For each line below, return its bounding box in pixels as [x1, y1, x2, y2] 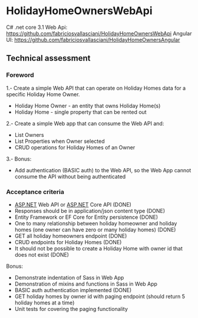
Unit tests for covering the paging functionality [14, 305, 128, 312]
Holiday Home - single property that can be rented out [14, 108, 147, 116]
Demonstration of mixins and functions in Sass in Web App [14, 280, 158, 287]
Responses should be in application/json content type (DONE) [14, 207, 166, 214]
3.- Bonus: [6, 155, 32, 162]
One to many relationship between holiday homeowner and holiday [14, 219, 177, 227]
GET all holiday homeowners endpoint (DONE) [14, 232, 127, 240]
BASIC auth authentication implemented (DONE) [14, 286, 132, 293]
